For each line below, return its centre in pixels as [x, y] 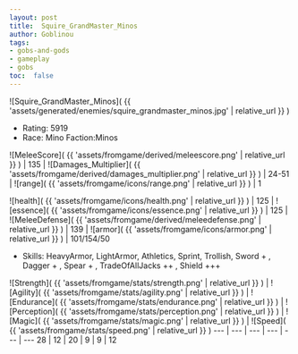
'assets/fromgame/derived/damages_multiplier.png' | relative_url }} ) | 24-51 [149, 173]
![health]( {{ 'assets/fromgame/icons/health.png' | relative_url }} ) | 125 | [142, 200]
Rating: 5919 [45, 128]
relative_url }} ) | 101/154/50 [60, 239]
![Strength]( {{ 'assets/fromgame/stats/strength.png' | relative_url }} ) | [139, 282]
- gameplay [30, 59]
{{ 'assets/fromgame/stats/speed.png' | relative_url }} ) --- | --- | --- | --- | [146, 330]
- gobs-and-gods [39, 51]
